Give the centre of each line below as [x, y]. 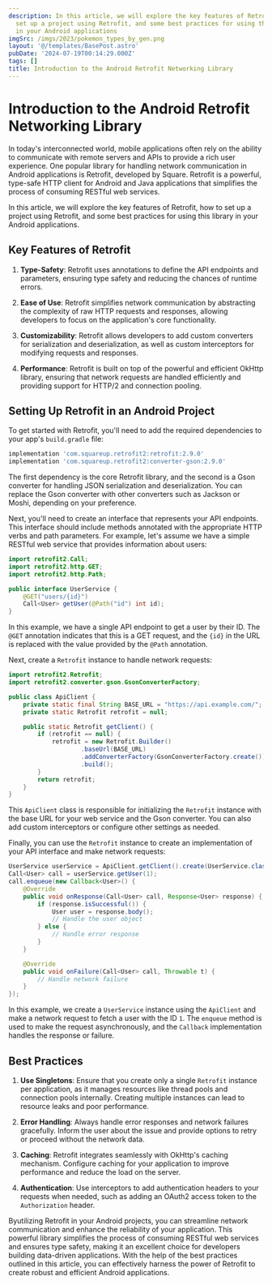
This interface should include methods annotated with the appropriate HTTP [136, 527]
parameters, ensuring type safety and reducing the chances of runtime [138, 278]
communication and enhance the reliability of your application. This [121, 1229]
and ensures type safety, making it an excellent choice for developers [124, 1246]
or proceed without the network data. [82, 1139]
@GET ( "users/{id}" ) [56, 597]
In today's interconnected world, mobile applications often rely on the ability [135, 148]
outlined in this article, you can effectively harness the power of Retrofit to [132, 1264]
